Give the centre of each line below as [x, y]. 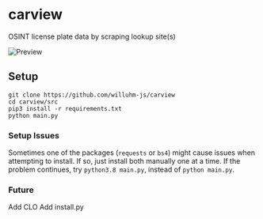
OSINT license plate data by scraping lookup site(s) [92, 36]
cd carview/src [33, 102]
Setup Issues [34, 135]
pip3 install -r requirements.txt [65, 108]
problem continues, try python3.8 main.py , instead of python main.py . [122, 170]
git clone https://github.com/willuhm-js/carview [92, 95]
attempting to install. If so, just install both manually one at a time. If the [124, 161]
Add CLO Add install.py [46, 207]
